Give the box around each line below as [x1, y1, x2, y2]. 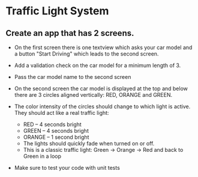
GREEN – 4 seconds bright [23, 127, 89, 134]
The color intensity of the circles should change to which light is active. [14, 103, 191, 110]
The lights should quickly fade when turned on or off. [23, 140, 155, 147]
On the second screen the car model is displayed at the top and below [14, 85, 188, 92]
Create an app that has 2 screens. [5, 28, 134, 38]
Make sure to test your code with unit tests [14, 164, 121, 171]
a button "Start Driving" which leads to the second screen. [14, 50, 159, 57]
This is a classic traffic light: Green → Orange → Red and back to [23, 147, 184, 153]
